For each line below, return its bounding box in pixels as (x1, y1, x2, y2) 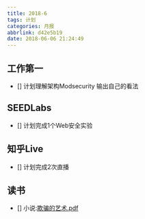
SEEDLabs (7, 102, 52, 114)
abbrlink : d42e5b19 (7, 29, 63, 36)
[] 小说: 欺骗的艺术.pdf (16, 204, 79, 212)
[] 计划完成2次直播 (16, 162, 70, 171)
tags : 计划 (7, 16, 36, 23)
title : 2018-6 (7, 10, 48, 17)
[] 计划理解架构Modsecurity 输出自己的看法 (16, 81, 139, 90)
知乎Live (7, 143, 44, 155)
